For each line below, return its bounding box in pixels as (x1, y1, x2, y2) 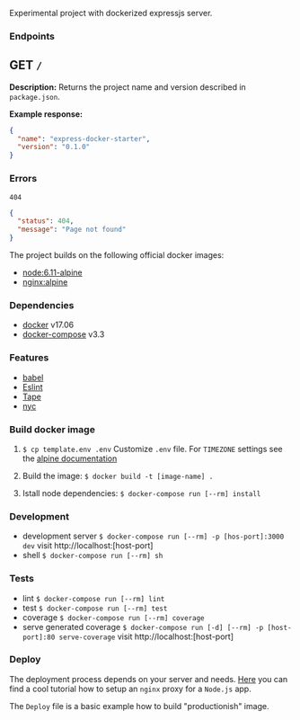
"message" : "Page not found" (17, 225, 127, 235)
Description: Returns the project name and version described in (9, 81, 247, 93)
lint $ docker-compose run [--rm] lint (22, 592, 165, 603)
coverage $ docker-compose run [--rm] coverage (22, 611, 205, 623)
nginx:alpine (22, 277, 68, 288)
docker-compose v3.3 (22, 329, 105, 340)
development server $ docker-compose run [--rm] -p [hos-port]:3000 (22, 530, 285, 542)
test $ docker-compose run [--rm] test (22, 602, 168, 613)
